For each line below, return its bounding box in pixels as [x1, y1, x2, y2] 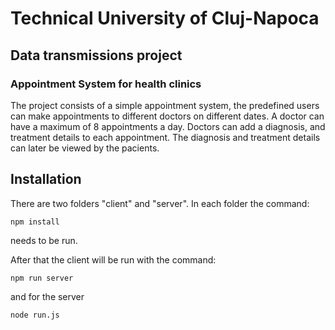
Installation [10, 171, 82, 188]
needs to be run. [10, 234, 78, 246]
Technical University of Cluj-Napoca [10, 7, 320, 30]
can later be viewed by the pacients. [10, 142, 160, 154]
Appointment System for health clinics [10, 77, 202, 91]
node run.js [10, 310, 60, 320]
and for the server [10, 290, 85, 302]
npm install [10, 217, 60, 227]
